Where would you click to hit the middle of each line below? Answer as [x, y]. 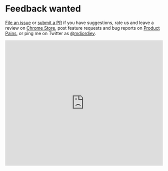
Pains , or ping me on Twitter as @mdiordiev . [51, 33]
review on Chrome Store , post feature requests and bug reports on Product [82, 28]
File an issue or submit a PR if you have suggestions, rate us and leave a [79, 23]
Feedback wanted [43, 9]
